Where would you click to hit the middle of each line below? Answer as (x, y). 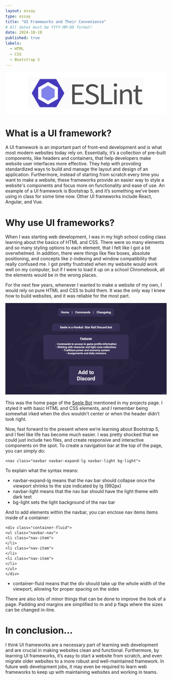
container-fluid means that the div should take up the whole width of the (89, 583)
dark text (22, 497)
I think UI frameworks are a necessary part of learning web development (82, 645)
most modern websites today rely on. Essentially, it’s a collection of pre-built (86, 153)
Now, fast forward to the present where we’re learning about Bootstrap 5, (82, 429)
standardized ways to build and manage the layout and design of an (77, 169)
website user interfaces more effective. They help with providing (73, 164)
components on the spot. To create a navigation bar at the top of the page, (84, 446)
